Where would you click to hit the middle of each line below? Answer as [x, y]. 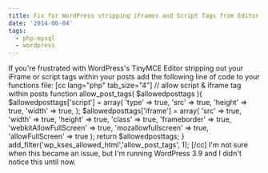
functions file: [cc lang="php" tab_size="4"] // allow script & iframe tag [125, 86]
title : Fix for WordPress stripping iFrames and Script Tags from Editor [134, 16]
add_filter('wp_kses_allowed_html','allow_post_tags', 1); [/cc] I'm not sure [128, 145]
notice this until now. [42, 162]
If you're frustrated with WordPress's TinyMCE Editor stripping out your [126, 68]
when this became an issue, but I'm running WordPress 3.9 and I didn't [125, 154]
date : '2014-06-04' [41, 23]
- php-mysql [36, 38]
